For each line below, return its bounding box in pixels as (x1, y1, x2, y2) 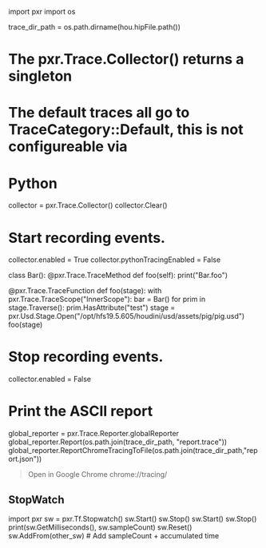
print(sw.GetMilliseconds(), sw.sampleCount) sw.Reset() (8, 522, 193, 532)
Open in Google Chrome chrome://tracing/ (27, 470, 168, 479)
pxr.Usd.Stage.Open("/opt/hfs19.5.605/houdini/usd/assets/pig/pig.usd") (8, 312, 245, 321)
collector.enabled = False (8, 375, 92, 384)
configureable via (8, 137, 128, 156)
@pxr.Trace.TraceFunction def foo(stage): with (8, 286, 162, 296)
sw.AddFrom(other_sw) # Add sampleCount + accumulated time (8, 530, 220, 540)
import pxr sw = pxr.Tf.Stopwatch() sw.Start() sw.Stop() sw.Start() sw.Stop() (8, 514, 257, 523)
